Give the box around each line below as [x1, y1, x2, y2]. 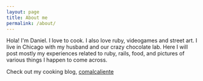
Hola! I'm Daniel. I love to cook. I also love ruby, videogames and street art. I [6, 37, 197, 44]
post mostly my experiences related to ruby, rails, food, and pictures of [6, 50, 185, 57]
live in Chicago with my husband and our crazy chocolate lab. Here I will [6, 43, 188, 51]
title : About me [6, 15, 48, 21]
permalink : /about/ [6, 20, 56, 26]
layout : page [6, 9, 40, 15]
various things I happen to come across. [6, 56, 108, 64]
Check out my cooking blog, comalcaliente [6, 68, 114, 76]
